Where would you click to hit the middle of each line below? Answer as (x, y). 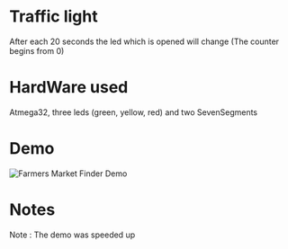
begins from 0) (37, 50)
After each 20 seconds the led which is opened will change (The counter (144, 41)
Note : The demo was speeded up (72, 235)
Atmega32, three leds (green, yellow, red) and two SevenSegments (134, 112)
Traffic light (54, 17)
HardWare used (69, 88)
